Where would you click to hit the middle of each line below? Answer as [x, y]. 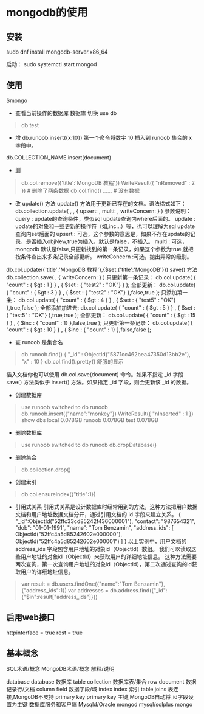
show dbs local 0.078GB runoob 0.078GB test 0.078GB [90, 420]
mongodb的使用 [47, 12]
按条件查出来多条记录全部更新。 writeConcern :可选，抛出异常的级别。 [104, 257]
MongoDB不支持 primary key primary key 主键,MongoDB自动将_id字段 [101, 697]
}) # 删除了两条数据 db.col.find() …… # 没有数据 [80, 190]
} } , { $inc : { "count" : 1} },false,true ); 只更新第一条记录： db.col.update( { [100, 322]
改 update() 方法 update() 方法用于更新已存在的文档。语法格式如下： [100, 203]
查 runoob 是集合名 [39, 342]
